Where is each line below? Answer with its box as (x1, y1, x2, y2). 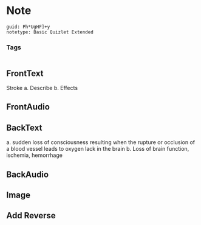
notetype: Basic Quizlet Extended (6, 29, 94, 35)
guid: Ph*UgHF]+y (6, 24, 50, 30)
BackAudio (6, 169, 49, 179)
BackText (6, 122, 43, 133)
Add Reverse (6, 210, 56, 221)
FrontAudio (6, 102, 50, 112)
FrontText (6, 68, 44, 78)
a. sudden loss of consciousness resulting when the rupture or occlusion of (6, 139, 196, 146)
